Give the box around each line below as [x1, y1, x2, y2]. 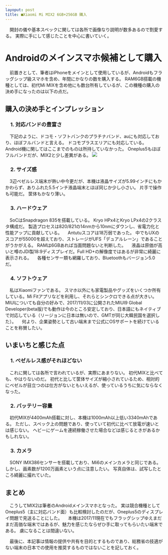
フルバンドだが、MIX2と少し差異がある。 [5, 152, 91, 158]
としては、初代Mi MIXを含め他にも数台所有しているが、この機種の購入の [9, 82, 160, 88]
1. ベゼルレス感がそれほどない [10, 357, 82, 364]
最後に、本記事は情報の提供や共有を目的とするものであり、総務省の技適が [9, 538, 163, 544]
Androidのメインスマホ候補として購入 [5, 52, 162, 63]
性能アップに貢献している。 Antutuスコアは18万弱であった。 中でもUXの [5, 230, 159, 236]
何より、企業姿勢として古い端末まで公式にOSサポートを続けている [22, 318, 159, 324]
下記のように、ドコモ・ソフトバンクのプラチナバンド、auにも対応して [9, 134, 155, 140]
